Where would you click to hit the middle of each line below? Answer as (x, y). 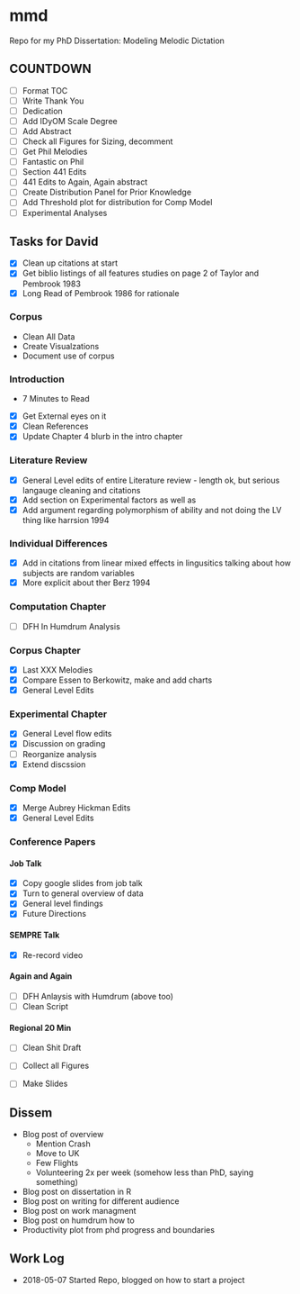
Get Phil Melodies (55, 152)
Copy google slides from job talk (82, 883)
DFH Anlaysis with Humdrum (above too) (97, 996)
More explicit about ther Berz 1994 (86, 583)
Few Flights (57, 1163)
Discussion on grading (64, 744)
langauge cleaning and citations (81, 490)
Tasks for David (54, 241)
